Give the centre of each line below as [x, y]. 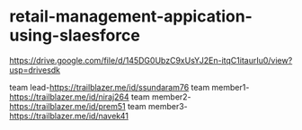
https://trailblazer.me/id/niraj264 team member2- [100, 97]
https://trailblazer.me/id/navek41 [69, 116]
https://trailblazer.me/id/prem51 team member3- [99, 106]
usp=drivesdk [35, 70]
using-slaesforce [75, 35]
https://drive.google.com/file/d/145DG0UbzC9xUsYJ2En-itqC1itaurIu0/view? [151, 60]
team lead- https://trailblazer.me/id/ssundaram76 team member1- [129, 87]
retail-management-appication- [131, 17]
